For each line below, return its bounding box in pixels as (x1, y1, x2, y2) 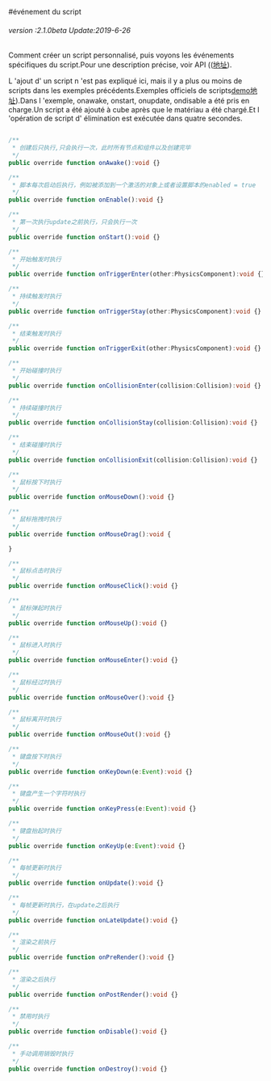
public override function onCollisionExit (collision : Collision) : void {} (8, 456, 258, 464)
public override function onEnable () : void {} (8, 196, 164, 205)
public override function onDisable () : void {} (8, 1028, 168, 1036)
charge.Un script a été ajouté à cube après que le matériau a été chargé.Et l (8, 105, 260, 115)
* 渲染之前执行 (11, 938, 56, 947)
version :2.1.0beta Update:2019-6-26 (8, 25, 131, 35)
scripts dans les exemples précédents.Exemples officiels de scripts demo (8, 86, 251, 95)
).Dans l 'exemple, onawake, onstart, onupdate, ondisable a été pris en (15, 96, 250, 106)
